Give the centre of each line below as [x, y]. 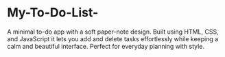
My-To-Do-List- [53, 13]
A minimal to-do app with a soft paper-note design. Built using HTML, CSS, [113, 32]
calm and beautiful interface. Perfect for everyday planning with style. [106, 46]
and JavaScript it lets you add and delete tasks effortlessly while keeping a [113, 38]
